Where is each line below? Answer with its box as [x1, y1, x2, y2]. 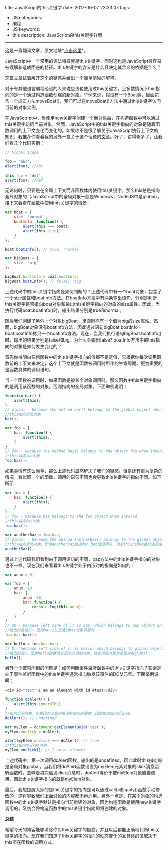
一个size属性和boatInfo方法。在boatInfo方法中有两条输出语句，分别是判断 [5, 295, 157, 301]
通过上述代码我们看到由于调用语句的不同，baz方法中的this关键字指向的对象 [5, 556, 160, 562]
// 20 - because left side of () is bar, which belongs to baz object [5, 623, 155, 628]
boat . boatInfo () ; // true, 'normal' [5, 247, 81, 252]
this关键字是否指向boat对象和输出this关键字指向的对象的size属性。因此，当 [5, 301, 160, 307]
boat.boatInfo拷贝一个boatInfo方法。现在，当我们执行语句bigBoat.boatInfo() [5, 330, 162, 336]
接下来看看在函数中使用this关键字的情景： [5, 200, 91, 206]
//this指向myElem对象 [5, 743, 47, 748]
